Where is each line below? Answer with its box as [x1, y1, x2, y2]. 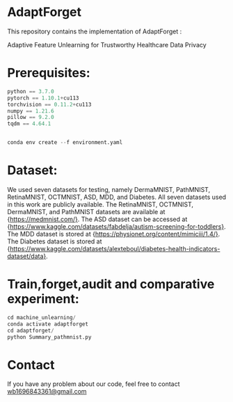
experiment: [7, 291, 80, 307]
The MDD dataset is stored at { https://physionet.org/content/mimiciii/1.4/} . [7, 230, 220, 238]
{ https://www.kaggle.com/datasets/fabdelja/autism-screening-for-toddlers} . [7, 222, 226, 230]
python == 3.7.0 [7, 88, 54, 95]
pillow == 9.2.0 [7, 114, 54, 121]
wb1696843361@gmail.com [7, 387, 87, 396]
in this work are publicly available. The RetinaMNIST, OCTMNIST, [7, 200, 193, 209]
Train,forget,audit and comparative [7, 276, 215, 292]
